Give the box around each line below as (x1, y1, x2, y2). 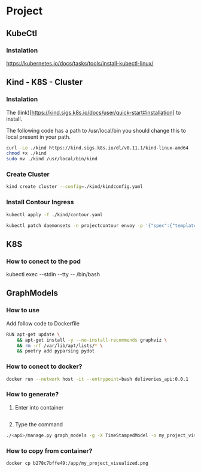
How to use (6, 306, 40, 315)
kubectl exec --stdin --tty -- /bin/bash (6, 271, 100, 278)
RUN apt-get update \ (6, 331, 60, 337)
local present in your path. (6, 133, 71, 141)
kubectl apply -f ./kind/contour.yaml (6, 211, 103, 217)
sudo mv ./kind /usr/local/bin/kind (6, 156, 98, 162)
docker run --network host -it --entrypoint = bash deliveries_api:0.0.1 (6, 376, 188, 382)
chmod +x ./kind (6, 150, 47, 157)
